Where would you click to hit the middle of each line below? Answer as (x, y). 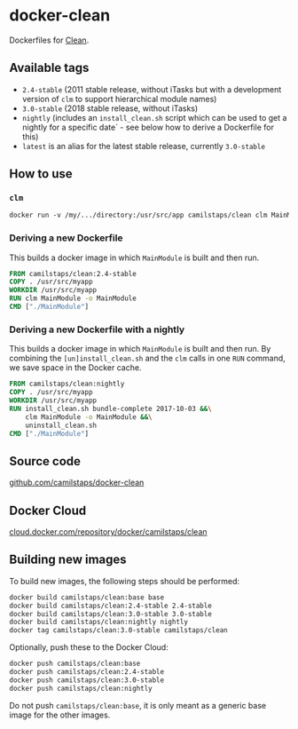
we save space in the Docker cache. (75, 368)
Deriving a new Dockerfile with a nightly (97, 329)
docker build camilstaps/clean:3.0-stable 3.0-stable (111, 614)
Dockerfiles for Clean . (49, 40)
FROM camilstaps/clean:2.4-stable (73, 273)
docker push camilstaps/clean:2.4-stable (87, 672)
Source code (45, 461)
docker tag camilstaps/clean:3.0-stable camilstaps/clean (118, 630)
